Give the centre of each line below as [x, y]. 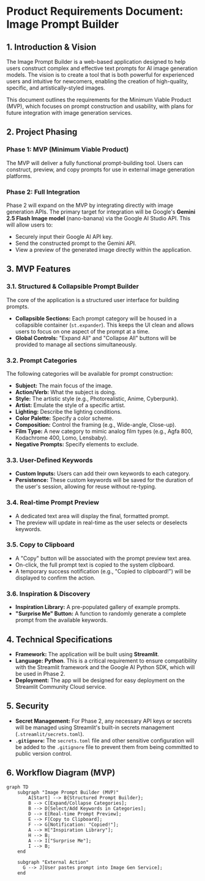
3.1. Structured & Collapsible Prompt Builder [73, 287]
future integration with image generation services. [69, 113]
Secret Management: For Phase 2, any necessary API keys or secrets [103, 721]
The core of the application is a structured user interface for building [93, 300]
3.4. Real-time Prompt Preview [53, 503]
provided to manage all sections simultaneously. [76, 344]
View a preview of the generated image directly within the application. [103, 249]
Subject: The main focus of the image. [64, 386]
